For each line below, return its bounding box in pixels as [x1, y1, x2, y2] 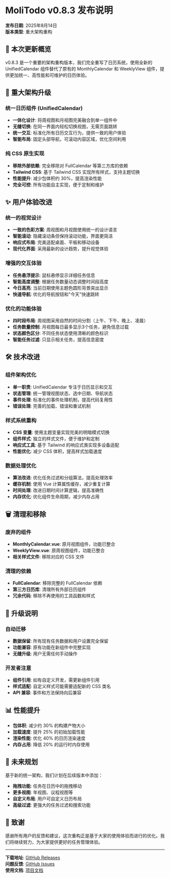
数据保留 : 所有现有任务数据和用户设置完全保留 [12, 638, 109, 644]
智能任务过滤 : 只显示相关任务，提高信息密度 [12, 336, 104, 342]
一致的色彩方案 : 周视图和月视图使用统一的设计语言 [12, 226, 117, 233]
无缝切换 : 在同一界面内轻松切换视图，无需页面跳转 [12, 124, 117, 130]
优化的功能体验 [5, 305, 42, 312]
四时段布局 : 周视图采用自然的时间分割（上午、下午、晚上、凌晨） [12, 318, 148, 324]
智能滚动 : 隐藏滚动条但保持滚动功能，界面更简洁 [12, 233, 113, 239]
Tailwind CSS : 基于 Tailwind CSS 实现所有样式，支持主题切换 [12, 169, 140, 175]
